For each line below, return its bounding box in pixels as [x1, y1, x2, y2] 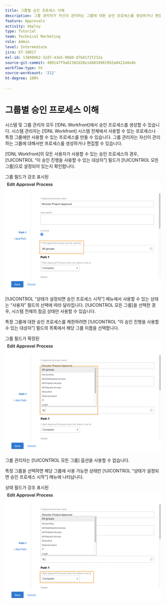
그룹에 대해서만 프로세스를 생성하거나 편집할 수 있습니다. [14, 140, 123, 146]
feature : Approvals [5, 18, 45, 23]
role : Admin [5, 40, 30, 45]
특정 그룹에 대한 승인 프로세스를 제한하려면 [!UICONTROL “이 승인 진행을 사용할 [5, 319, 159, 325]
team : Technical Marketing [5, 34, 61, 39]
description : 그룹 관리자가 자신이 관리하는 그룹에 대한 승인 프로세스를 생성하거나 [5, 13, 153, 18]
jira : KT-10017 [5, 49, 37, 54]
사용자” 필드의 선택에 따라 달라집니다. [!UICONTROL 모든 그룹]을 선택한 [12, 302, 151, 308]
